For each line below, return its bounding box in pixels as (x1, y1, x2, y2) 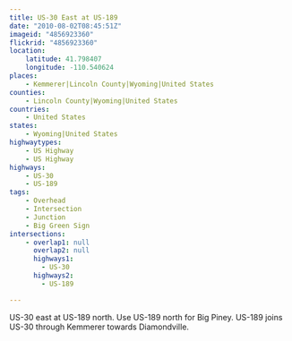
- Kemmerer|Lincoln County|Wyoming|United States (25, 80, 215, 89)
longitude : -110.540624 (25, 64, 115, 72)
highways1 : (32, 254, 74, 264)
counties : (9, 88, 47, 97)
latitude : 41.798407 (25, 55, 102, 64)
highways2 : (32, 271, 74, 280)
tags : (9, 188, 30, 197)
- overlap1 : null (25, 238, 90, 247)
